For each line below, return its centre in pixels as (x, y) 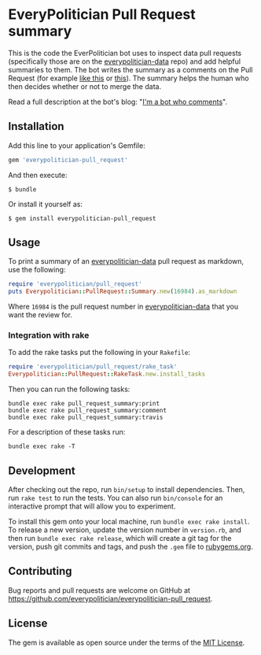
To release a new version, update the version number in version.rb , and (125, 530)
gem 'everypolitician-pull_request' (68, 160)
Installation (36, 126)
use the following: (37, 270)
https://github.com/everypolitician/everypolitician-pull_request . (110, 598)
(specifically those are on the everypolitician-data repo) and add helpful (125, 61)
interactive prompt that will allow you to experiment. (92, 506)
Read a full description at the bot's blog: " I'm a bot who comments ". (118, 102)
